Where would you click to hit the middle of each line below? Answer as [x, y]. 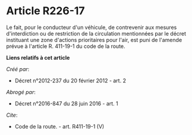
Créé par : [18, 69]
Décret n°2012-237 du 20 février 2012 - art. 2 [70, 81]
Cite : [12, 115]
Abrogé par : [21, 92]
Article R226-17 [45, 11]
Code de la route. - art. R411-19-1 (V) [59, 126]
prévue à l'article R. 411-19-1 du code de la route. [66, 46]
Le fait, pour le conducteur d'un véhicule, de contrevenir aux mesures [92, 27]
